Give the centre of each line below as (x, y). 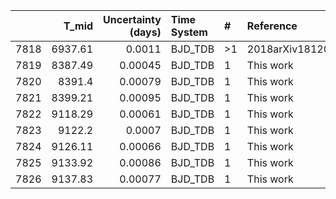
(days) (145, 32)
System (189, 32)
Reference (272, 26)
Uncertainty (132, 19)
